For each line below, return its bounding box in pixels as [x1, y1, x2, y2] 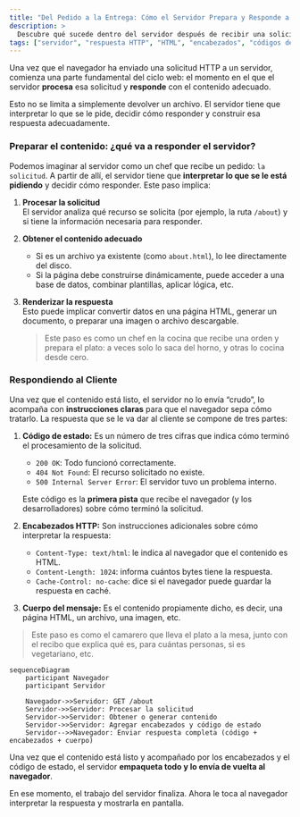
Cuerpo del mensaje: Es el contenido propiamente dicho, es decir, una [21, 602, 283, 613]
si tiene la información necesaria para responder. [21, 215, 203, 226]
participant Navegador [25, 673, 110, 682]
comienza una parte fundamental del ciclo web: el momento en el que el [9, 72, 275, 83]
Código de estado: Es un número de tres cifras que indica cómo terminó [21, 430, 290, 441]
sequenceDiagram [9, 665, 70, 675]
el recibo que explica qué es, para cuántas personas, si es [30, 638, 246, 649]
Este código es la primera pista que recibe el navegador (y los [21, 493, 253, 504]
